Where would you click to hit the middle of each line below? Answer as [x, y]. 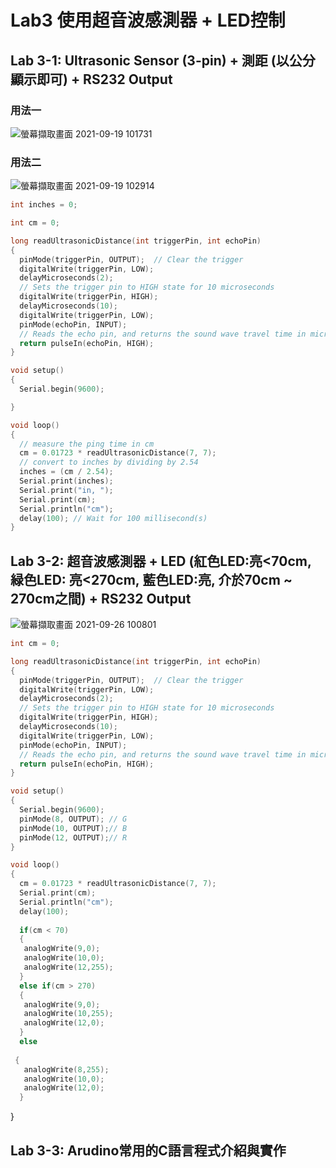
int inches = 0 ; [44, 205]
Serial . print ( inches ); [66, 481]
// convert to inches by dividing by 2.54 [109, 462]
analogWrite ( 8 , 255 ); [66, 1069]
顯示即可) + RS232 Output [91, 79]
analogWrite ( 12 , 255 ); [68, 967]
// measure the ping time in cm [87, 444]
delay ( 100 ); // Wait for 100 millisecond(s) [113, 518]
